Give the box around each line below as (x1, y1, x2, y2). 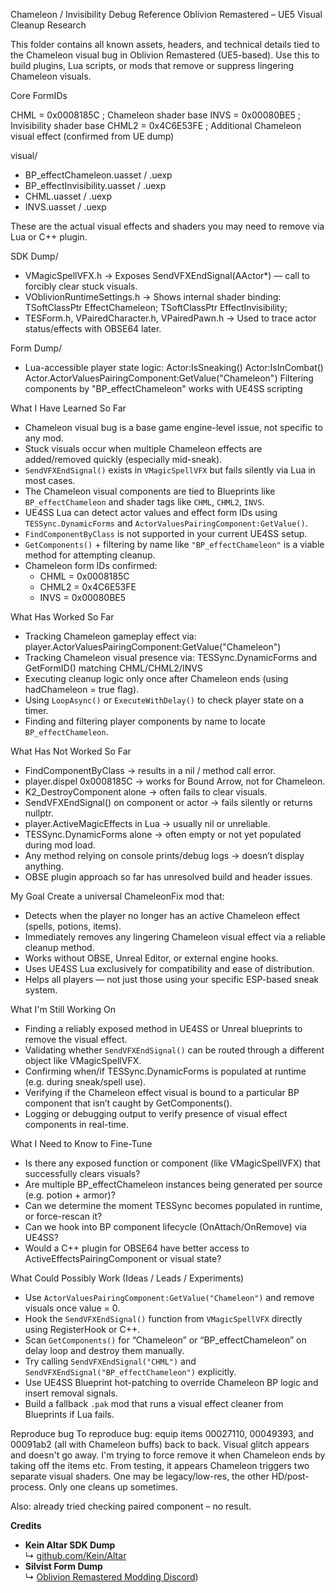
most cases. (24, 475, 76, 486)
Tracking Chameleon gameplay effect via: (24, 630, 197, 642)
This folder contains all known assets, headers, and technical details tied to (10, 39, 320, 50)
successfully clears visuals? (24, 1168, 141, 1179)
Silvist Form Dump (24, 1560, 103, 1572)
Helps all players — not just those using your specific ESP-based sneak (24, 974, 320, 985)
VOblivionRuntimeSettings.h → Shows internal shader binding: (24, 291, 282, 303)
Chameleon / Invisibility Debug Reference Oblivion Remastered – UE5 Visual (10, 9, 323, 20)
